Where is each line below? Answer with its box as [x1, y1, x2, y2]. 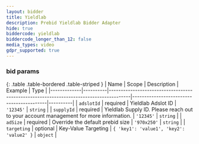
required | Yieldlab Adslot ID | [105, 99, 177, 107]
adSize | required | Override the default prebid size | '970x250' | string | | [6, 118, 185, 126]
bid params [6, 67, 40, 75]
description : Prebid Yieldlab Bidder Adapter [6, 20, 121, 26]
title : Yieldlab [6, 14, 46, 20]
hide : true [6, 25, 33, 32]
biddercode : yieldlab [6, 31, 60, 37]
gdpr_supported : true [6, 48, 60, 54]
